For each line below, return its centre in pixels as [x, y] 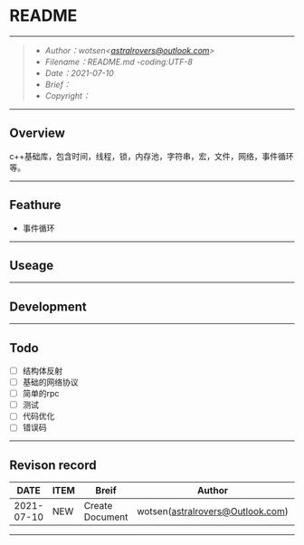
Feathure [35, 205]
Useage [32, 265]
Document [106, 517]
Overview [38, 134]
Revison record [53, 465]
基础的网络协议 [50, 382]
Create [98, 506]
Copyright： [67, 95]
